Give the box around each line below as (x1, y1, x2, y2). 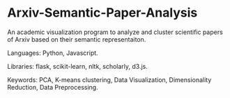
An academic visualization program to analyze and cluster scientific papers (7, 28, 223, 36)
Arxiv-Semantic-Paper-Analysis (7, 5, 198, 21)
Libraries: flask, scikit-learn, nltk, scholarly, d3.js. (7, 62, 148, 70)
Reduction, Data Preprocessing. (7, 83, 99, 91)
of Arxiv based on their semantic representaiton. (7, 35, 146, 43)
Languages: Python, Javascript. (7, 49, 99, 57)
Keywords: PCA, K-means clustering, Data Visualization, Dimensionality (7, 75, 212, 84)
